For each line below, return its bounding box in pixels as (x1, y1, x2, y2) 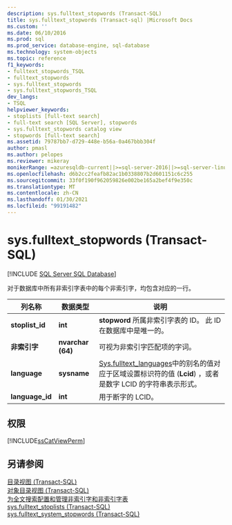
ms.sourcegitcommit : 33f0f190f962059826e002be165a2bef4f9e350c (7, 177, 193, 184)
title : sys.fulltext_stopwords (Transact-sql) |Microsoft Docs (7, 17, 193, 23)
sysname (58, 368, 90, 378)
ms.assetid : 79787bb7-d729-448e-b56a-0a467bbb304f (7, 139, 156, 146)
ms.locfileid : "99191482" (7, 203, 81, 210)
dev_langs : (7, 94, 39, 101)
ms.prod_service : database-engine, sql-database (7, 42, 150, 49)
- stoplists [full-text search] (7, 112, 100, 119)
